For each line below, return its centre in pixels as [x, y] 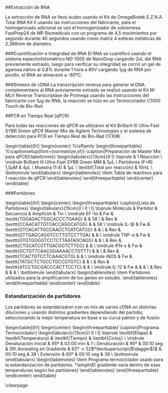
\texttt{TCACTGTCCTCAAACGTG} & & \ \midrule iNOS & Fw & [69, 256]
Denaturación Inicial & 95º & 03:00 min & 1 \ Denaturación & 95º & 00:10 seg [84, 344]
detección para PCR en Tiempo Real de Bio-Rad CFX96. [63, 136]
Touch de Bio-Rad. [25, 106]
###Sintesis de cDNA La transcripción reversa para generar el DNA [75, 85]
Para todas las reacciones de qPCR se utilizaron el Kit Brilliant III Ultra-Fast [82, 126]
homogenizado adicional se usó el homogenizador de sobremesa [73, 28]
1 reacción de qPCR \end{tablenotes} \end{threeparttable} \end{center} [79, 178]
